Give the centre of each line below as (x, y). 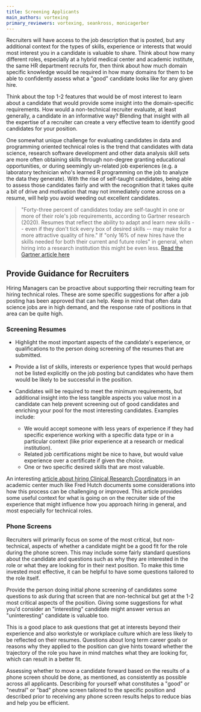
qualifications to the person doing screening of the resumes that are (99, 349)
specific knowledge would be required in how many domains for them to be (100, 72)
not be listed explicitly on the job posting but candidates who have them (104, 373)
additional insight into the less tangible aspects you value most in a (98, 398)
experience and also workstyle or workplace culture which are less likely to (99, 633)
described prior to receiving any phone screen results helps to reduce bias (99, 696)
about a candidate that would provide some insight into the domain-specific (100, 103)
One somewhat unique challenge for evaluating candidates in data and (94, 140)
